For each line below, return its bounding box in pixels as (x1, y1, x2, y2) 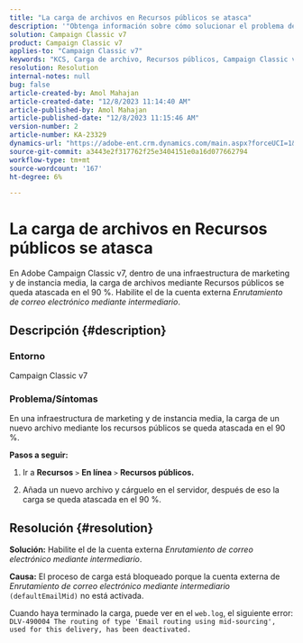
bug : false (9, 80, 50, 89)
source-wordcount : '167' (9, 164, 103, 173)
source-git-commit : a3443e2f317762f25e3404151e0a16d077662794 (9, 147, 248, 156)
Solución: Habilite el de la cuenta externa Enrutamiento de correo (9, 544, 254, 555)
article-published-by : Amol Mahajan (9, 105, 147, 114)
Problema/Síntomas (9, 393, 98, 405)
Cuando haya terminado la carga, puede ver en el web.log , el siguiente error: (9, 607, 294, 618)
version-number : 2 (9, 122, 78, 131)
